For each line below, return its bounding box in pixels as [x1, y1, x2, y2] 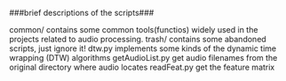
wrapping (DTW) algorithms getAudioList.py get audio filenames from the [9, 53, 278, 63]
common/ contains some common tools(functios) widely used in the [9, 25, 258, 34]
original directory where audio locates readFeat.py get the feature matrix [9, 62, 275, 72]
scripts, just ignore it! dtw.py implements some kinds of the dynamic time [9, 43, 277, 54]
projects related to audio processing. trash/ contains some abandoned [9, 34, 266, 44]
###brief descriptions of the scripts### [9, 8, 155, 18]
